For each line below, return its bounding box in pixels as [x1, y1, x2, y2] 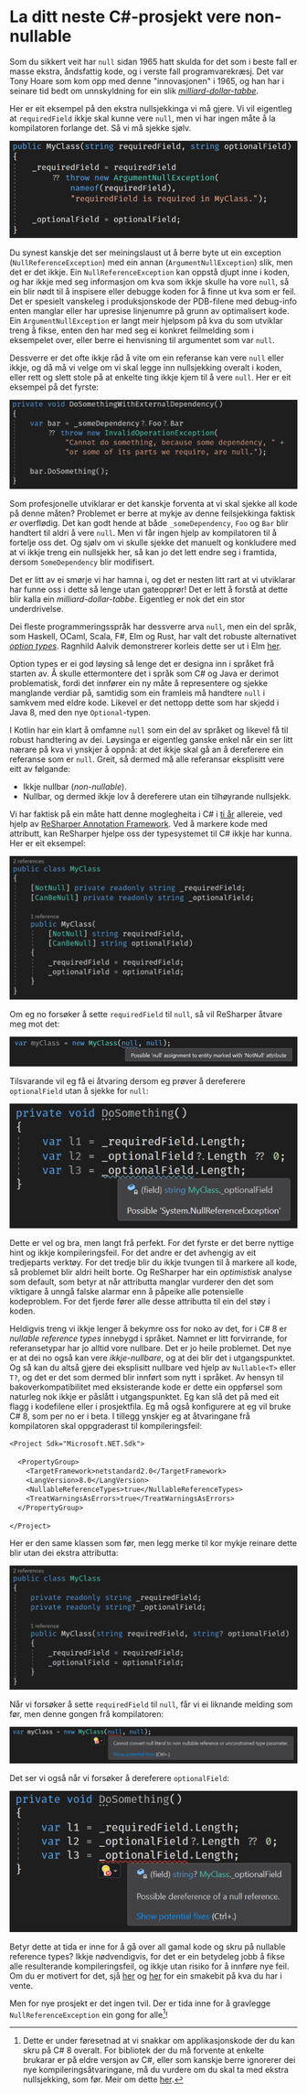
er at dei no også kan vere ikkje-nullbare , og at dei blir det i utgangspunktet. [9, 1352, 295, 1364]
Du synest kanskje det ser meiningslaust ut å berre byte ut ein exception [9, 247, 281, 258]
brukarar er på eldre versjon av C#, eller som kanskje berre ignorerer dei [22, 2055, 296, 2066]
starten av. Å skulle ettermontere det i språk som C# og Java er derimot [9, 668, 280, 679]
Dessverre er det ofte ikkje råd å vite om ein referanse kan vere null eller [9, 352, 285, 363]
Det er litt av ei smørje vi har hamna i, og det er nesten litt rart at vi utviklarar [9, 575, 296, 585]
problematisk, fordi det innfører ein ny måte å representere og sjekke [9, 678, 268, 689]
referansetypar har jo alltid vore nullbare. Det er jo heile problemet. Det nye [9, 1343, 292, 1354]
